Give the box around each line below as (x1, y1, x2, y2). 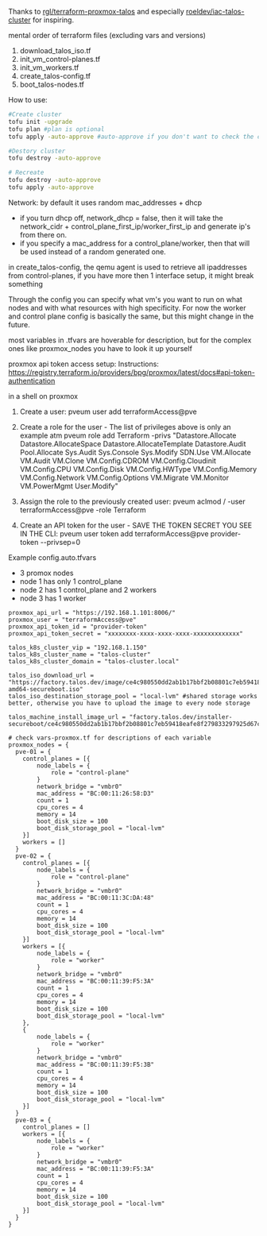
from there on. (19, 230, 68, 239)
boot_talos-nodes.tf (19, 79, 85, 89)
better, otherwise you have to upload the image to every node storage (8, 699, 250, 707)
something (8, 279, 44, 288)
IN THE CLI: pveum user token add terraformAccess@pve (19, 528, 209, 539)
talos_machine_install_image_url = (8, 713, 126, 721)
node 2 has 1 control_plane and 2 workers (19, 585, 157, 594)
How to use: (8, 95, 48, 104)
